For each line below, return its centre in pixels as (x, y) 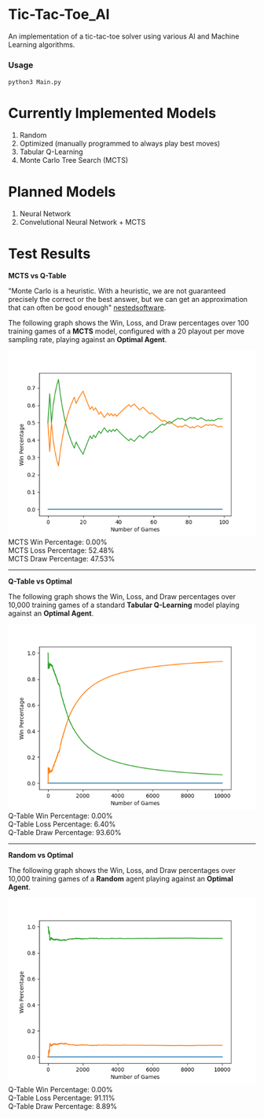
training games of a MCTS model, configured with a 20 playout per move (126, 331)
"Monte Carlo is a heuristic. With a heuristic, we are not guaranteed (117, 291)
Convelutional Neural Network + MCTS (82, 223)
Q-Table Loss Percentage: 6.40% (62, 824)
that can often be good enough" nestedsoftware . (87, 307)
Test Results (49, 254)
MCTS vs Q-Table (37, 276)
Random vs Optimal (41, 856)
